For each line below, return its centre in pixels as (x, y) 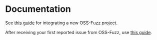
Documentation (38, 9)
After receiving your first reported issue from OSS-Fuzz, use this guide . (79, 32)
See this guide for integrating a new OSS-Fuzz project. (61, 23)
